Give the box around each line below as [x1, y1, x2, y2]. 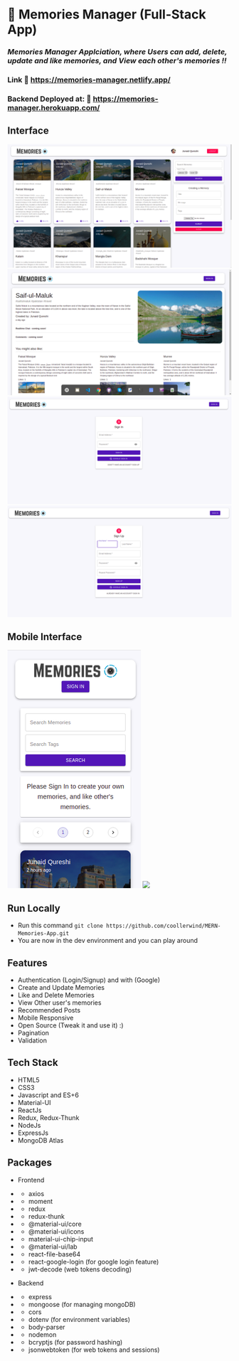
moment [28, 1197, 53, 1205]
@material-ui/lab [28, 1242, 78, 1251]
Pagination [17, 1028, 50, 1037]
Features [7, 956, 48, 969]
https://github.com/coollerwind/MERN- [106, 922, 221, 930]
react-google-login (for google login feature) [28, 1257, 159, 1266]
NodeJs [17, 1121, 41, 1129]
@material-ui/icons [28, 1227, 85, 1236]
